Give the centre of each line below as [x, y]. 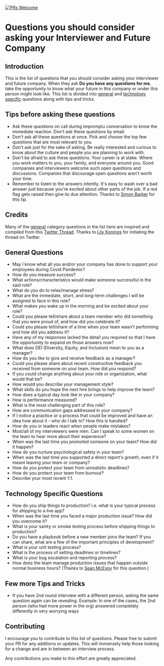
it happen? [23, 447]
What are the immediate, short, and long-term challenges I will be [78, 296]
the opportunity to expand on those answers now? [63, 343]
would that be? [27, 379]
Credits [17, 215]
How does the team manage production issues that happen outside [80, 563]
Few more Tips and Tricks [45, 584]
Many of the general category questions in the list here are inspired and [77, 226]
